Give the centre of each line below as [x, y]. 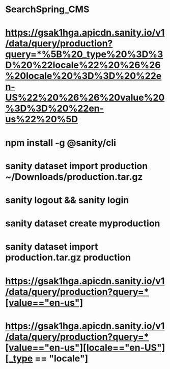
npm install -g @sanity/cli [61, 142]
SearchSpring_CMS [47, 9]
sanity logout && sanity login [67, 200]
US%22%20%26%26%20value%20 [85, 98]
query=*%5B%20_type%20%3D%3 [84, 54]
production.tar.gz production [68, 258]
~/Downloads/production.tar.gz [74, 177]
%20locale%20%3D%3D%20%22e [83, 76]
